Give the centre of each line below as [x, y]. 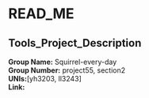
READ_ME [41, 14]
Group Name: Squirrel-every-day [63, 62]
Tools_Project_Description [75, 43]
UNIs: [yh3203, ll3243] [45, 79]
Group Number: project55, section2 [67, 70]
